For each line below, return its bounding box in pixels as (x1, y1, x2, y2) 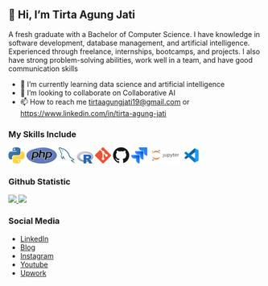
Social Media (8, 215, 60, 226)
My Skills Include (8, 128, 76, 139)
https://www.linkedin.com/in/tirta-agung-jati (19, 108, 167, 118)
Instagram (19, 251, 54, 260)
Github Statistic (8, 176, 71, 188)
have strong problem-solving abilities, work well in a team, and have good (8, 55, 254, 64)
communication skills (8, 64, 79, 73)
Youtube (19, 259, 48, 269)
